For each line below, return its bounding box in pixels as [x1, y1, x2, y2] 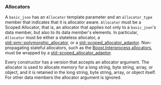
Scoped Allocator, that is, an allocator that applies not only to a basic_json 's [5, 24, 156, 30]
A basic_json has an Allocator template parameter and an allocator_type [5, 14, 153, 20]
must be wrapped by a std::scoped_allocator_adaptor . [5, 50, 112, 56]
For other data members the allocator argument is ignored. [5, 74, 122, 80]
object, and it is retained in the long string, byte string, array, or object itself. [5, 70, 156, 75]
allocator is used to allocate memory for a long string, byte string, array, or [5, 64, 153, 70]
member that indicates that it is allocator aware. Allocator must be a [5, 19, 142, 25]
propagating [5, 45, 29, 51]
